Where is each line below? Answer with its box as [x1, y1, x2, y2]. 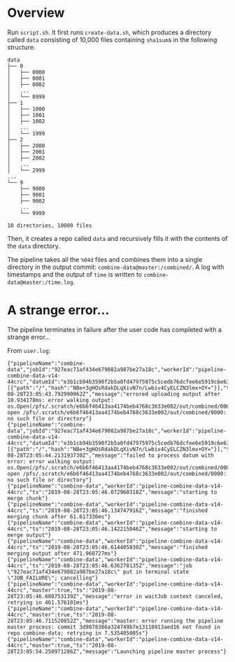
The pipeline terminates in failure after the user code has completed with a [7, 325, 222, 333]
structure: [7, 43, 36, 51]
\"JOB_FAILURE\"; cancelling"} [7, 574, 99, 581]
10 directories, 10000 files [7, 222, 92, 229]
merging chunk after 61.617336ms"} [7, 513, 111, 520]
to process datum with [148, 452, 215, 459]
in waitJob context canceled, [135, 593, 224, 600]
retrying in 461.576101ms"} [7, 599, 90, 606]
